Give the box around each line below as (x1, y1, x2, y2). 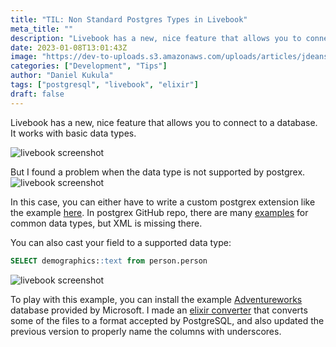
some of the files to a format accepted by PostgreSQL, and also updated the (10, 314, 325, 326)
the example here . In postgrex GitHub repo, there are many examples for (10, 206, 309, 218)
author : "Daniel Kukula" (10, 71, 114, 81)
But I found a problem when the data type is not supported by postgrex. (10, 166, 306, 178)
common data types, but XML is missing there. (10, 217, 203, 229)
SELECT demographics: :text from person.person (10, 256, 208, 266)
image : (10, 52, 38, 62)
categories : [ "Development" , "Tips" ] (10, 61, 168, 71)
